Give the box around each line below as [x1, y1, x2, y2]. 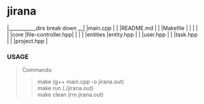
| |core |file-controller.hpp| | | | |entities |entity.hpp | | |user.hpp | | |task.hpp [7, 30, 198, 38]
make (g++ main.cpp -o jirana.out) [37, 78, 124, 86]
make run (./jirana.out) [37, 85, 94, 92]
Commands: [21, 66, 53, 74]
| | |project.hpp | [7, 37, 48, 44]
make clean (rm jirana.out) [37, 91, 104, 99]
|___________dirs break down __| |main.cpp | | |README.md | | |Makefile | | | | [7, 24, 198, 32]
